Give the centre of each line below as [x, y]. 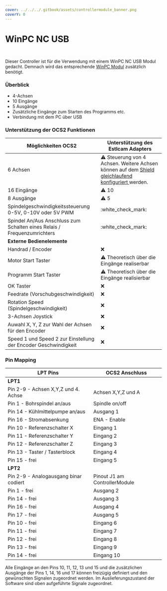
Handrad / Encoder [30, 249]
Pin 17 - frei [22, 515]
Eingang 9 [105, 547]
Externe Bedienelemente [38, 241]
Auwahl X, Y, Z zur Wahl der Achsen [50, 325]
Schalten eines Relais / [34, 227]
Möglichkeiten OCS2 [52, 146]
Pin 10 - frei [22, 523]
